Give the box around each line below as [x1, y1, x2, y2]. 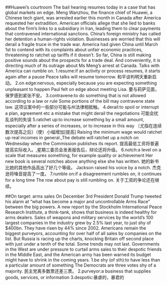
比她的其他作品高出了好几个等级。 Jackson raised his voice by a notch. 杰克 [5, 165, 161, 170]
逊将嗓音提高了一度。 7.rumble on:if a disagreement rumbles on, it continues [5, 171, 162, 177]
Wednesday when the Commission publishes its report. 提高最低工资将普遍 [5, 141, 159, 146]
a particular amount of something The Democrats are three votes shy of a [5, 262, 156, 268]
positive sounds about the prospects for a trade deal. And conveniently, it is [5, 57, 161, 63]
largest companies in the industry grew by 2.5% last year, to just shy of [5, 220, 151, 226]
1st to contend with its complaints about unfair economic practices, [5, 47, 143, 52]
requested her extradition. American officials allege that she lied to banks [5, 20, 156, 26]
